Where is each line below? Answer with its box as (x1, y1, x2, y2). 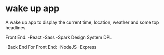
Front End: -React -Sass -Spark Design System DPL (5, 34, 112, 40)
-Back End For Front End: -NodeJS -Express (5, 44, 97, 50)
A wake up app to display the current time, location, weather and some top (5, 19, 159, 25)
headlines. (5, 24, 27, 30)
